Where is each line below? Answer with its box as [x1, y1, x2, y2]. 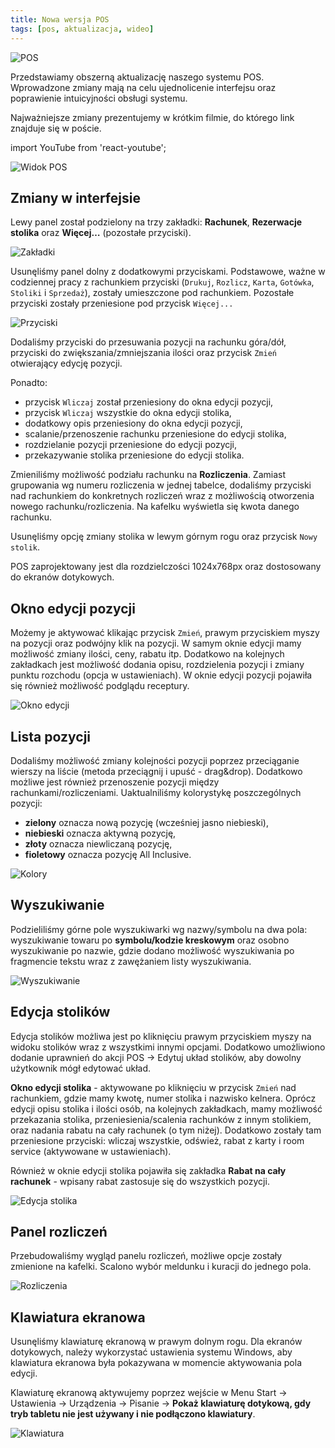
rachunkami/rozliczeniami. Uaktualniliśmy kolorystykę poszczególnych [10, 786, 302, 798]
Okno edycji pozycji [10, 600, 136, 617]
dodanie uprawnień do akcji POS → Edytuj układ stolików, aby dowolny [10, 1051, 302, 1063]
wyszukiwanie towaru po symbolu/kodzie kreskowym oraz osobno [10, 934, 290, 946]
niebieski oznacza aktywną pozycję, [24, 827, 177, 839]
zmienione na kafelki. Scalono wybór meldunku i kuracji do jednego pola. [10, 1261, 312, 1273]
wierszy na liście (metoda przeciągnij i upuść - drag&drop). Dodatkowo [10, 765, 303, 777]
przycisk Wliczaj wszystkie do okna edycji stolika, [24, 407, 232, 419]
